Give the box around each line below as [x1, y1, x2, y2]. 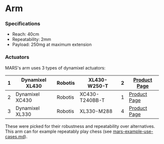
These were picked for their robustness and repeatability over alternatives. [5, 123, 155, 129]
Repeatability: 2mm [12, 36, 51, 42]
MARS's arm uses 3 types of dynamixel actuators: [5, 65, 106, 71]
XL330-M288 [80, 108, 113, 114]
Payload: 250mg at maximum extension [12, 42, 92, 48]
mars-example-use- [113, 128, 154, 134]
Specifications [5, 20, 41, 27]
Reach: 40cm [12, 31, 40, 37]
